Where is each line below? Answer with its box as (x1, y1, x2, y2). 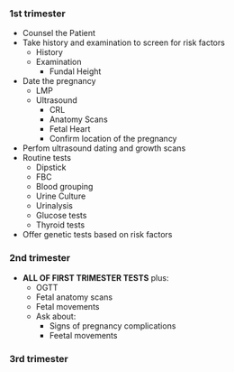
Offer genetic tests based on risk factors (22, 229, 173, 240)
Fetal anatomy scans (35, 292, 113, 302)
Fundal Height (49, 66, 102, 77)
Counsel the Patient (22, 28, 96, 39)
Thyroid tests (35, 219, 85, 230)
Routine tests (22, 153, 72, 163)
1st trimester (9, 7, 66, 20)
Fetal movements (35, 301, 100, 312)
